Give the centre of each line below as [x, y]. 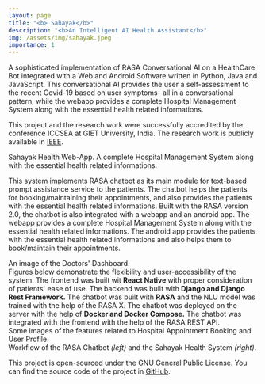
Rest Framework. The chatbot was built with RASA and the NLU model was [132, 297]
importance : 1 [32, 45]
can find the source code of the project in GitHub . [89, 371]
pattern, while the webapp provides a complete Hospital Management [122, 101]
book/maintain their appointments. [64, 248]
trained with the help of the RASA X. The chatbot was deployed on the [123, 306]
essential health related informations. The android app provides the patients [132, 231]
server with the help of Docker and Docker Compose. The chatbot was [125, 314]
